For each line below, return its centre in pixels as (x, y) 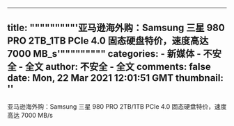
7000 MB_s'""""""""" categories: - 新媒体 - (104, 54)
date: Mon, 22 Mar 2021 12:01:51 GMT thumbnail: (116, 78)
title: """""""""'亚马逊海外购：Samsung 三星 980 (116, 28)
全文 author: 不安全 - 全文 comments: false (118, 67)
